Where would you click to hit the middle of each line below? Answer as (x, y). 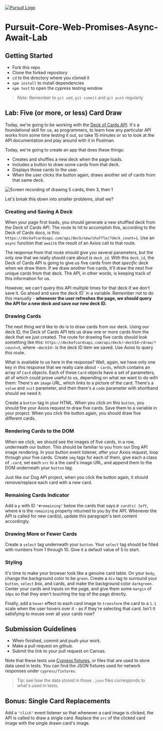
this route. (15, 353)
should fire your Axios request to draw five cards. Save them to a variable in (81, 408)
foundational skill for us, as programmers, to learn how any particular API (78, 130)
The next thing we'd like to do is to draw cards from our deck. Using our (77, 327)
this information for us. (28, 279)
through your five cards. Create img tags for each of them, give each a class (81, 457)
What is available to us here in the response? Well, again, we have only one (80, 362)
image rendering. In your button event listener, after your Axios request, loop (82, 452)
